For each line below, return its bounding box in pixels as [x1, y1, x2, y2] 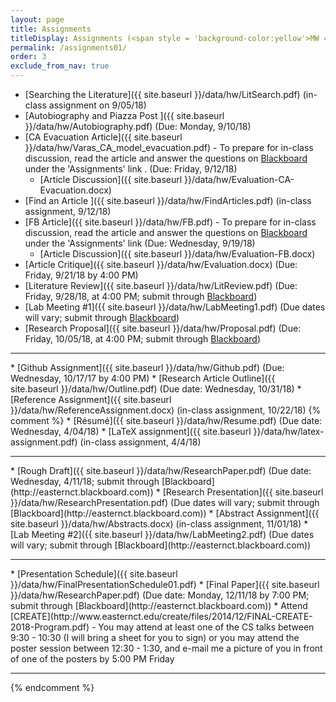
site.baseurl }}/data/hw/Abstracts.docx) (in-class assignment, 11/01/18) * [10, 518, 309, 530]
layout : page [10, 14, 65, 25]
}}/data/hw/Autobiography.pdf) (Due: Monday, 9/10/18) [24, 121, 252, 132]
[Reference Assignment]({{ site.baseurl [10, 394, 172, 405]
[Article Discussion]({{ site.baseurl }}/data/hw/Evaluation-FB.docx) [39, 248, 316, 260]
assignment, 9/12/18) [24, 206, 112, 217]
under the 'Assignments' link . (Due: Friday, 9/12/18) [24, 163, 238, 175]
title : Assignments [10, 24, 92, 34]
